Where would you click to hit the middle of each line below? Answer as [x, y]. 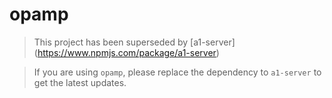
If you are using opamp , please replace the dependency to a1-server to [177, 72]
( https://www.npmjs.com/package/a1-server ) [126, 52]
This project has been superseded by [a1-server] [134, 42]
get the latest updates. [80, 82]
